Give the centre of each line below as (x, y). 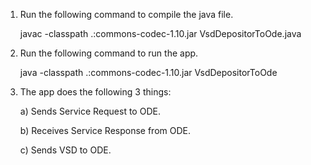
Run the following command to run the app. (109, 53)
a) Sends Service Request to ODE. (90, 111)
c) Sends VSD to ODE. (65, 150)
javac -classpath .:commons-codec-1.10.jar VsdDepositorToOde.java (160, 33)
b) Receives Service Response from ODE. (105, 130)
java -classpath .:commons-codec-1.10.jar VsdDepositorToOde (148, 72)
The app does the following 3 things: (95, 92)
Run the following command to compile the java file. (126, 14)
